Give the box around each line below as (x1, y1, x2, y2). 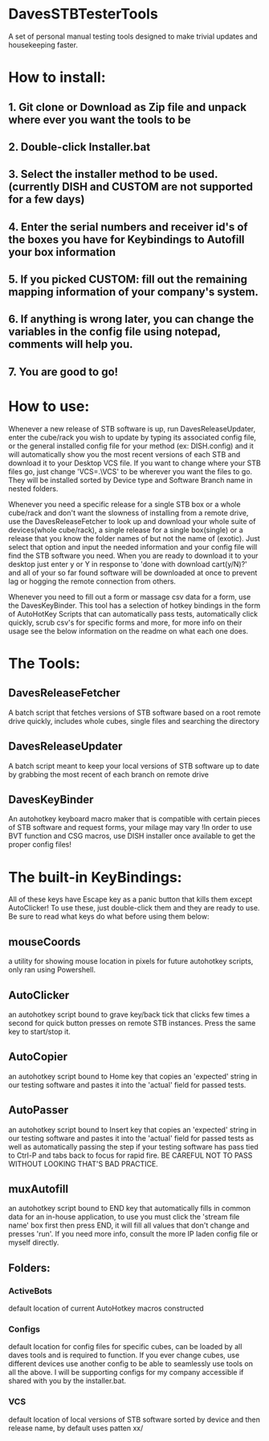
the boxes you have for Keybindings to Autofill (8, 233, 245, 246)
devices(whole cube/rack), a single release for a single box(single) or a (8, 525, 243, 535)
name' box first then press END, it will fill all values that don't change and (8, 1220, 250, 1230)
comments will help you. (8, 337, 134, 351)
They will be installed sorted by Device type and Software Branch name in (8, 475, 253, 485)
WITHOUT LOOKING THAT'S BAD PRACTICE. (8, 1158, 158, 1168)
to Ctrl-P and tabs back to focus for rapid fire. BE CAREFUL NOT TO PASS (8, 1150, 253, 1160)
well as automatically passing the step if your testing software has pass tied (8, 1142, 259, 1151)
